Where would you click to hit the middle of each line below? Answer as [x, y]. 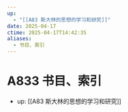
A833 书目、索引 [54, 81]
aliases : [19, 39]
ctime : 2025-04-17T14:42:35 [47, 32]
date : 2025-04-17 [32, 26]
